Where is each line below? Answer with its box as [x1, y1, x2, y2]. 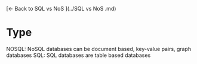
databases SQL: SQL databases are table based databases [6, 52, 151, 59]
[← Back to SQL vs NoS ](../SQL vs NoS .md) [6, 5, 116, 12]
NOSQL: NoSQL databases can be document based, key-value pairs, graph [6, 45, 192, 52]
